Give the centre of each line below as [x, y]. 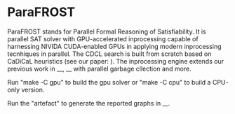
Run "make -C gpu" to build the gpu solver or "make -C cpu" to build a [109, 82]
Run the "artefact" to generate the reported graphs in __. [89, 103]
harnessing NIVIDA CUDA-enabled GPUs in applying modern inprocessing [114, 46]
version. [33, 90]
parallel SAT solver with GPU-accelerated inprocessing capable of [103, 38]
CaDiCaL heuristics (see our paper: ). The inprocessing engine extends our [116, 61]
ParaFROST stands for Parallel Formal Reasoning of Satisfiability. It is [107, 31]
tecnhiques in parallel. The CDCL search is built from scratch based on [109, 54]
